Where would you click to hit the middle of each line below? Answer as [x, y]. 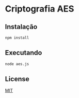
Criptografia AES [39, 9]
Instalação [21, 27]
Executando [24, 53]
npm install [17, 38]
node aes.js [17, 64]
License [17, 79]
